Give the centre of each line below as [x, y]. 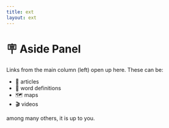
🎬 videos [27, 104]
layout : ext [21, 18]
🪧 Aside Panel [44, 49]
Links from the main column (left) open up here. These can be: [85, 70]
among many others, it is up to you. [51, 118]
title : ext [20, 12]
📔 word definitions [38, 88]
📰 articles [27, 82]
